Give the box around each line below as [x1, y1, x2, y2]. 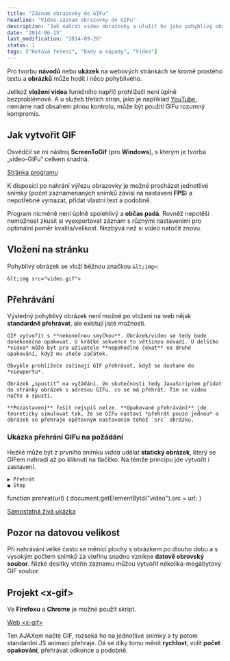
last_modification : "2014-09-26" [7, 36, 103, 43]
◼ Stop [7, 481, 26, 489]
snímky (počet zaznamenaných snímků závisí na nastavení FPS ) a [7, 189, 193, 197]
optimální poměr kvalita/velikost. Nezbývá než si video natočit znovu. [7, 224, 202, 232]
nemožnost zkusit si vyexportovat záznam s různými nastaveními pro [7, 217, 202, 225]
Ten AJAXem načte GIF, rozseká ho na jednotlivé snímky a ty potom [7, 632, 199, 640]
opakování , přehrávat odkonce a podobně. [7, 646, 128, 655]
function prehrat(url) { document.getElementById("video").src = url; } [7, 494, 202, 502]
